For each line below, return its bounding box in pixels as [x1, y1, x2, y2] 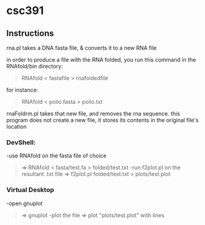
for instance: [6, 86, 39, 94]
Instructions [6, 28, 54, 39]
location [6, 123, 27, 130]
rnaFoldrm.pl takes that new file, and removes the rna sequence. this [6, 110, 180, 117]
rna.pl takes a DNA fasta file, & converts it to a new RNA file [6, 44, 157, 51]
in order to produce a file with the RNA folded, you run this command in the [6, 56, 196, 63]
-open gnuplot [6, 199, 43, 207]
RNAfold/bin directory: [6, 62, 63, 70]
